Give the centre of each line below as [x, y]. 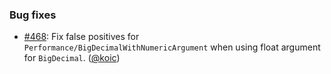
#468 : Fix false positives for [81, 37]
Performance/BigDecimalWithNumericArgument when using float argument [172, 47]
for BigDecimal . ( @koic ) [72, 58]
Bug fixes [33, 15]
